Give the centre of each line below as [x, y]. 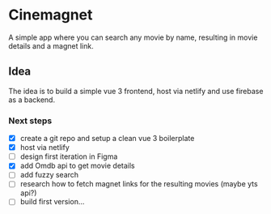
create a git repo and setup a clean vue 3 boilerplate [107, 139]
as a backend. [32, 100]
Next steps [30, 121]
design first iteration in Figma [69, 156]
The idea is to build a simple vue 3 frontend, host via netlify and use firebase [136, 91]
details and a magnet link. [51, 45]
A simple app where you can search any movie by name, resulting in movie [133, 37]
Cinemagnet [51, 15]
